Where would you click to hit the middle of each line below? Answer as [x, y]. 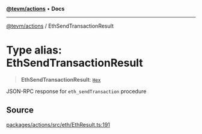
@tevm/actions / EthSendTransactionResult [60, 26]
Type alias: [34, 50]
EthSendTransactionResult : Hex [61, 79]
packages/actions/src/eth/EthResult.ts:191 [58, 124]
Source [20, 110]
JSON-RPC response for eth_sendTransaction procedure [76, 91]
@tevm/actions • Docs [35, 9]
